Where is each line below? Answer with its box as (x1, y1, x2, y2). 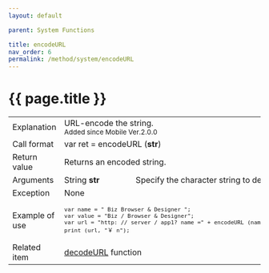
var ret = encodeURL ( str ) (63, 139, 162, 150)
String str (63, 175, 100, 186)
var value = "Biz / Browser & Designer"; (63, 212, 195, 220)
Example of (12, 209, 55, 220)
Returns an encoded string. (63, 156, 167, 168)
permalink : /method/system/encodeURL (8, 55, 134, 64)
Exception (12, 188, 50, 199)
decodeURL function (63, 247, 143, 258)
